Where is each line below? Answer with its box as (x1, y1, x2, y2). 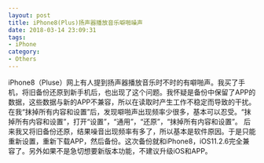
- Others (8, 56, 37, 63)
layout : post (8, 11, 51, 20)
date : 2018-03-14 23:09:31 (8, 26, 97, 34)
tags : (8, 33, 26, 42)
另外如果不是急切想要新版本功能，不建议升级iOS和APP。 (28, 146, 212, 155)
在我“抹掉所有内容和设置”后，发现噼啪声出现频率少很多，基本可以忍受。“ (8, 107, 245, 116)
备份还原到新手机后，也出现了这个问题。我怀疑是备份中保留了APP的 (35, 87, 256, 96)
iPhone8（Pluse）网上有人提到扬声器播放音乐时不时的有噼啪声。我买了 (8, 78, 239, 87)
